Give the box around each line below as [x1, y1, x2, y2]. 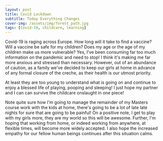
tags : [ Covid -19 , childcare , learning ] [5, 25, 87, 30]
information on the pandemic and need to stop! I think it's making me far [5, 54, 151, 60]
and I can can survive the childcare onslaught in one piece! [5, 90, 124, 96]
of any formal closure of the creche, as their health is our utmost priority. [5, 70, 152, 76]
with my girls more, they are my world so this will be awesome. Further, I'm [5, 115, 156, 121]
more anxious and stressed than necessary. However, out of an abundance [5, 60, 157, 66]
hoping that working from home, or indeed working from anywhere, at [5, 120, 146, 126]
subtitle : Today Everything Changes [5, 16, 80, 21]
